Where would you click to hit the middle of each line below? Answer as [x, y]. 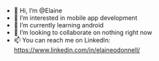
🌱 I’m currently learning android [58, 25]
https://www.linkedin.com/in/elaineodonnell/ [77, 50]
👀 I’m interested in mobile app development [75, 18]
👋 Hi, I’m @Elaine [38, 11]
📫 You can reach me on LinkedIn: [62, 40]
